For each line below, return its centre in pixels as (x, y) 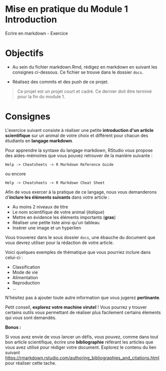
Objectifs (24, 53)
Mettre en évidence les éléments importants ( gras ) (64, 217)
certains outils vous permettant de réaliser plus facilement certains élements (83, 312)
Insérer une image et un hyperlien (47, 228)
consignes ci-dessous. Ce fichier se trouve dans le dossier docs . (78, 72)
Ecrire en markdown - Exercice (37, 33)
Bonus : (13, 327)
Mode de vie (25, 272)
